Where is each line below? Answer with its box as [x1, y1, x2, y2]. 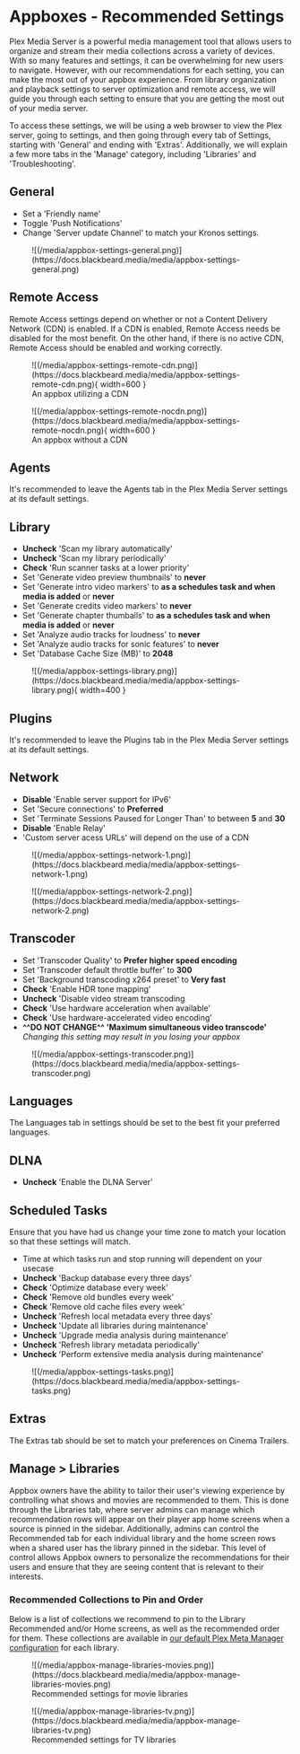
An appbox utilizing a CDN [31, 388, 129, 399]
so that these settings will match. [9, 1236, 132, 1247]
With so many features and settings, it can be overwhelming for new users [9, 55, 284, 66]
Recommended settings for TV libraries [31, 1734, 176, 1745]
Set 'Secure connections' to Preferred [21, 803, 164, 814]
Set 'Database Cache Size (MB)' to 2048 [21, 648, 174, 659]
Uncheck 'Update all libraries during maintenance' [21, 1320, 209, 1331]
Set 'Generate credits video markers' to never [21, 601, 193, 611]
